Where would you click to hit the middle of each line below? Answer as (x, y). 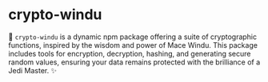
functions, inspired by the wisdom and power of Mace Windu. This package (133, 45)
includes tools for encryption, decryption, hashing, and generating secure (130, 53)
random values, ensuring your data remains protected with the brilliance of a (134, 62)
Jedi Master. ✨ (33, 70)
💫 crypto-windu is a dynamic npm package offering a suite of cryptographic (133, 37)
